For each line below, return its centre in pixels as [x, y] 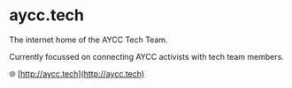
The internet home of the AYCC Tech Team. [88, 40]
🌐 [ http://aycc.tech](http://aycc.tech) [77, 73]
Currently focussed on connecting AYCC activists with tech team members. [147, 56]
